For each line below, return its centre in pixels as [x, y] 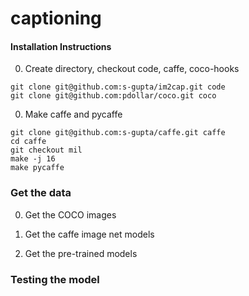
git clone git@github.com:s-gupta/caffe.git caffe [118, 133]
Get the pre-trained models [81, 253]
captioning [56, 18]
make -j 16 [33, 159]
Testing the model [55, 279]
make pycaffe [37, 168]
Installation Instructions [61, 46]
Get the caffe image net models [89, 234]
